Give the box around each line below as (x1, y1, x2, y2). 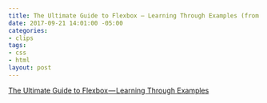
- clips (8, 34, 34, 42)
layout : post (8, 64, 52, 72)
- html (8, 57, 30, 65)
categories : (8, 26, 48, 34)
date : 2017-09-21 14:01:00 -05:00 (8, 19, 124, 27)
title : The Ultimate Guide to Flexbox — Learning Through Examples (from (8, 11, 260, 20)
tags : (8, 42, 26, 50)
